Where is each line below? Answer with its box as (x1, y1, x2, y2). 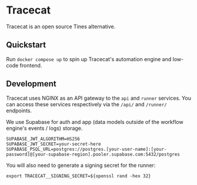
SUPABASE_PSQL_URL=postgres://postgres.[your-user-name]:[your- (6, 146, 167, 152)
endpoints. (6, 107, 32, 114)
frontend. (19, 62, 42, 69)
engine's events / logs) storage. (6, 125, 83, 132)
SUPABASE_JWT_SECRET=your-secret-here (6, 141, 101, 147)
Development (6, 79, 57, 89)
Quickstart (6, 40, 46, 50)
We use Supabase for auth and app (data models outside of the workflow (6, 118, 183, 125)
